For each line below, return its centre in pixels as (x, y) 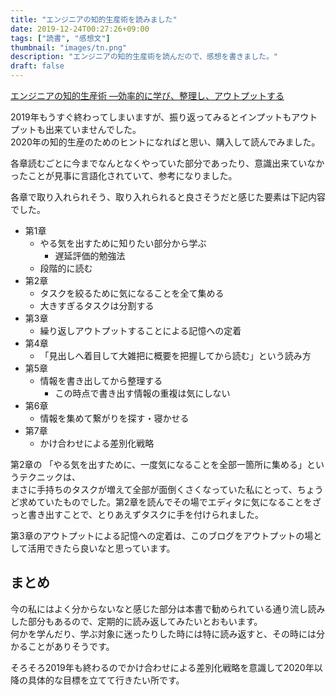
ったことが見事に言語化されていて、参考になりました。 (124, 175)
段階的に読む (66, 268)
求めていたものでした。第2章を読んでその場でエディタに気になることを (165, 502)
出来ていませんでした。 (93, 129)
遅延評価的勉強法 (90, 255)
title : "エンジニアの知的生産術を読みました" (94, 19)
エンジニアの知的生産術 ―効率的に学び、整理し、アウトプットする (147, 95)
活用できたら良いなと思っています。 (101, 548)
